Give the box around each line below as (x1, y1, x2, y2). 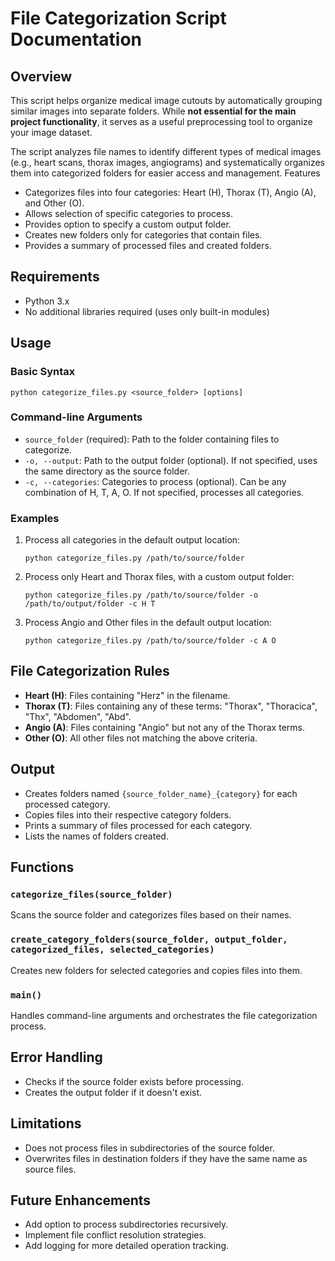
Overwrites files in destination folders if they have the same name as (24, 1152, 308, 1164)
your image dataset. (10, 127, 93, 138)
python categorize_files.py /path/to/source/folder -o (24, 590, 259, 601)
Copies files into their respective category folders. (24, 808, 232, 821)
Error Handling (10, 1049, 103, 1066)
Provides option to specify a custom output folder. (24, 218, 232, 230)
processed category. (24, 798, 111, 810)
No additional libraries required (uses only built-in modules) (24, 305, 270, 317)
